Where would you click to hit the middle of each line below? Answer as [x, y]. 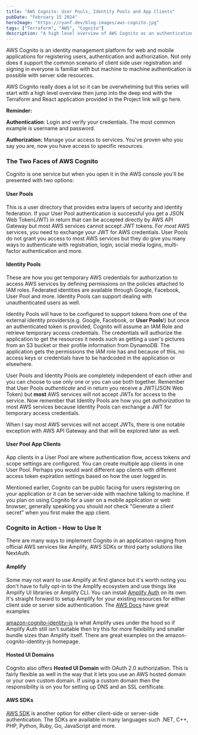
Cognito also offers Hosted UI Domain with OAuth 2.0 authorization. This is [97, 668]
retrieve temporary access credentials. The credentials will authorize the [94, 332]
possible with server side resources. [50, 75]
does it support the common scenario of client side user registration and [94, 63]
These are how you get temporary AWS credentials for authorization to [92, 277]
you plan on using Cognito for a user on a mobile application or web [88, 500]
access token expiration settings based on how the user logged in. [87, 476]
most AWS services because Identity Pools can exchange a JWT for [89, 407]
